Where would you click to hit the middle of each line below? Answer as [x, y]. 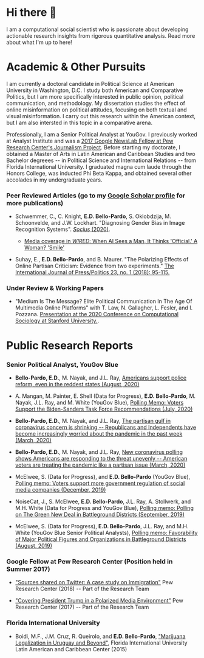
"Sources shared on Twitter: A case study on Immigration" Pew [94, 582]
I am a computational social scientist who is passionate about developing [97, 29]
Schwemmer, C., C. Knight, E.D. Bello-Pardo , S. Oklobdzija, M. [93, 216]
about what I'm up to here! [39, 42]
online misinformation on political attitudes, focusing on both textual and [97, 110]
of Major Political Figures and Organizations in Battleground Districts [100, 539]
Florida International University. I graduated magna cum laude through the [99, 166]
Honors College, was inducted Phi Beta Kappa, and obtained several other [99, 173]
